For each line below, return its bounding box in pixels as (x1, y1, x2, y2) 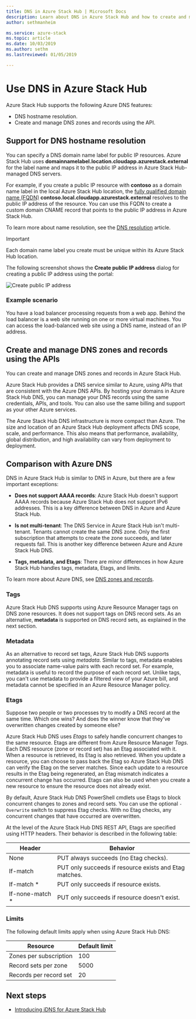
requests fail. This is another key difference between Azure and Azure (14, 541, 183, 548)
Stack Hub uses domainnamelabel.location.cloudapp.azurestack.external (6, 157, 188, 164)
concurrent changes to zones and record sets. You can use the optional (6, 800, 178, 807)
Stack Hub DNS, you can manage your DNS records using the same (6, 393, 169, 401)
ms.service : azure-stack (6, 30, 66, 36)
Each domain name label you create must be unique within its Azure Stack (6, 246, 184, 253)
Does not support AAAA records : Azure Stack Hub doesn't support (14, 492, 178, 499)
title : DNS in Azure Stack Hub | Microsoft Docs (6, 8, 127, 15)
